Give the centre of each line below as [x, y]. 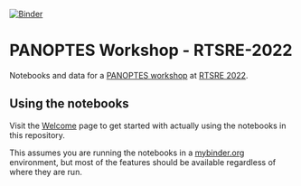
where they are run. [46, 172]
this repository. [38, 135]
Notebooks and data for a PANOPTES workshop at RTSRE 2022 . [129, 75]
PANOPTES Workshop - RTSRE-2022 [151, 51]
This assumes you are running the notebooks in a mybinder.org [127, 153]
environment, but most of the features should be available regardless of [143, 162]
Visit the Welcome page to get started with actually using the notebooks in [148, 126]
